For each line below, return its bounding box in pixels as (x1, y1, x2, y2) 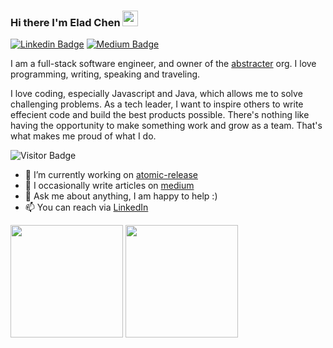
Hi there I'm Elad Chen (10, 15, 121, 29)
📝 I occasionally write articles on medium (24, 180, 195, 192)
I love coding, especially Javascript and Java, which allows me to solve (10, 88, 303, 100)
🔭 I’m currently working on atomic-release (24, 169, 198, 181)
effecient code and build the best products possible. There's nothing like (10, 109, 310, 121)
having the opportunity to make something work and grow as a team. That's (10, 120, 323, 132)
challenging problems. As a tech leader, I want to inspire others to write (10, 98, 304, 110)
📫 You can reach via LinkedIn (24, 201, 149, 214)
